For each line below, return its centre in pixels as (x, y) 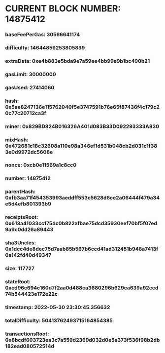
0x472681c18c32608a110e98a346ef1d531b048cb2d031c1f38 (81, 146)
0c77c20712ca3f (26, 113)
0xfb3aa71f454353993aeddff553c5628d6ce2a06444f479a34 (82, 198)
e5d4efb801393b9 (28, 204)
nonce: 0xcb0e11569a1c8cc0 (41, 165)
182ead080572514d (30, 346)
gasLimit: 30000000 (31, 74)
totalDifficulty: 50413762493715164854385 (59, 320)
